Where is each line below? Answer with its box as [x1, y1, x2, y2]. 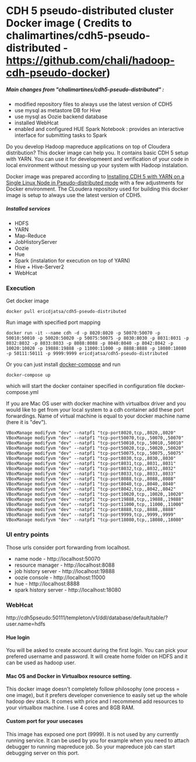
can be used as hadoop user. [6, 659, 76, 666]
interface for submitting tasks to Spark [14, 132, 107, 139]
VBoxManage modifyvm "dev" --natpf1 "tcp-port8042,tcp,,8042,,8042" [6, 487, 176, 492]
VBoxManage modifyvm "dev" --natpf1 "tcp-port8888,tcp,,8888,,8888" [6, 507, 176, 513]
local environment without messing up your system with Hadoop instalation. [6, 162, 188, 169]
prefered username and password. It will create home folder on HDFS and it [6, 653, 188, 660]
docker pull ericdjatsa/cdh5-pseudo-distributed [6, 309, 127, 315]
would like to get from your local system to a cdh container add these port [6, 406, 184, 413]
